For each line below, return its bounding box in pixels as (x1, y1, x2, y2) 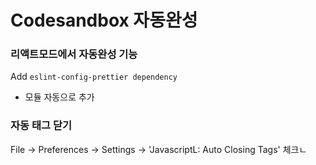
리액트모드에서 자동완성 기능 (10, 47, 138, 61)
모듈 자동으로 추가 (24, 91, 95, 103)
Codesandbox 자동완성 (10, 9, 198, 32)
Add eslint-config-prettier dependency (10, 71, 178, 83)
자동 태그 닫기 (10, 119, 73, 133)
